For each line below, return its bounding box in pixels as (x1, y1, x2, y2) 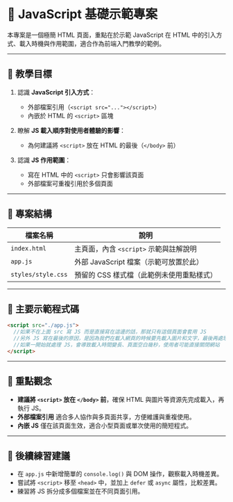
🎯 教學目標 (7, 68, 52, 80)
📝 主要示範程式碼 (7, 303, 80, 315)
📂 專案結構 (7, 208, 52, 220)
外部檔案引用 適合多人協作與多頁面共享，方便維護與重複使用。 (17, 412, 196, 421)
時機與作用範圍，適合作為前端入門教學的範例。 (31, 39, 165, 47)
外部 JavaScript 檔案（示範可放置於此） (74, 257, 203, 266)
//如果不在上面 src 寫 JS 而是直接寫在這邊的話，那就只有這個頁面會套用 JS (13, 328, 207, 336)
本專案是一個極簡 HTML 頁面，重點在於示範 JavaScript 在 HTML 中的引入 (7, 31, 216, 39)
